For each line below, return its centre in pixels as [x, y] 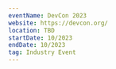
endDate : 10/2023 [37, 45]
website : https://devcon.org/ [58, 23]
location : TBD [32, 30]
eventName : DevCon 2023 [48, 15]
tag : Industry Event [43, 52]
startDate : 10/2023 [41, 38]
